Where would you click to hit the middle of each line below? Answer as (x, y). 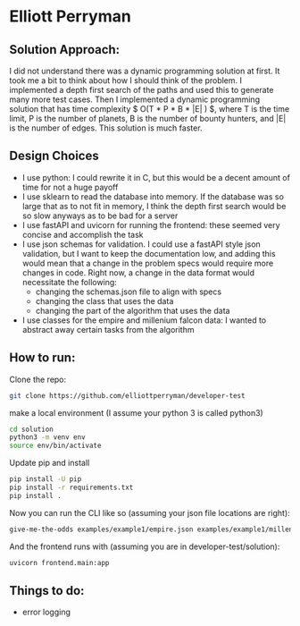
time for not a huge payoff (70, 187)
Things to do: (47, 591)
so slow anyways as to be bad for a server (100, 216)
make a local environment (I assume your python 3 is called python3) (136, 412)
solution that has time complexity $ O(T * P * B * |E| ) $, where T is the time (150, 109)
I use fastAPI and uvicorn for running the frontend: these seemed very (151, 224)
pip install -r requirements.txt (71, 487)
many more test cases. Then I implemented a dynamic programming (135, 99)
